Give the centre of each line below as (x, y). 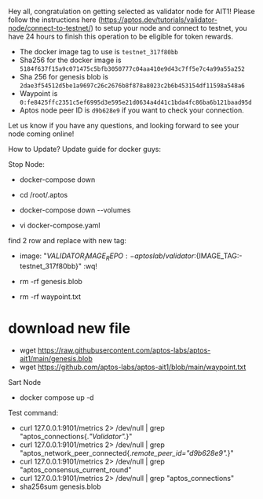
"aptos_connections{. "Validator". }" (76, 436)
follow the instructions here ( (55, 20)
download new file (69, 328)
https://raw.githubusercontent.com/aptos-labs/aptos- (124, 350)
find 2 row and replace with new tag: (68, 240)
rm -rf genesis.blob (51, 281)
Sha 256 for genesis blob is (64, 77)
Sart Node (25, 382)
